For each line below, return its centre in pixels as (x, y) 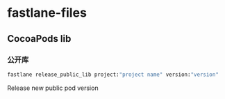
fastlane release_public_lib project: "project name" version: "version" (113, 75)
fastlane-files (47, 13)
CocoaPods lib (39, 39)
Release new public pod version (53, 88)
